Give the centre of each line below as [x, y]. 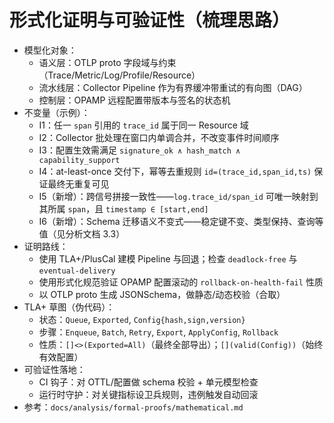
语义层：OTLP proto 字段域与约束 [107, 62]
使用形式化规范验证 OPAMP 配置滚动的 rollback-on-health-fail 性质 [181, 282]
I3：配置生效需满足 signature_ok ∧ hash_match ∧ [139, 150]
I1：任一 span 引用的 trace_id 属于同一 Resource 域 [143, 125]
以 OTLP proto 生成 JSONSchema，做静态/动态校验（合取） [162, 294]
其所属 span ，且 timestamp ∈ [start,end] [123, 208]
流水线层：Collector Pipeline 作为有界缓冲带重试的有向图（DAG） [173, 87]
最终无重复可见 [78, 183]
